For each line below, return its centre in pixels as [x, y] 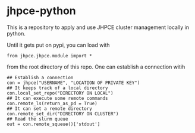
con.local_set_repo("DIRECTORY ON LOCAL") [60, 93]
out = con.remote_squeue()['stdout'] [54, 124]
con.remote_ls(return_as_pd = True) [52, 103]
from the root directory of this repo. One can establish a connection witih [96, 67]
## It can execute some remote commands [58, 98]
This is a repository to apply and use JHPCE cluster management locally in [98, 27]
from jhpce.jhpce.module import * [50, 56]
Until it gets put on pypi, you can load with [58, 45]
